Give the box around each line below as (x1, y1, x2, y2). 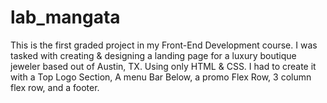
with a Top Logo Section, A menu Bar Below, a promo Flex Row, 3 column (10, 71, 312, 83)
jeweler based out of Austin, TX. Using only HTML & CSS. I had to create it (10, 60, 317, 72)
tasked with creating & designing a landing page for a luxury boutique (10, 49, 297, 61)
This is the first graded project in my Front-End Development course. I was (10, 39, 318, 51)
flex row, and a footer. (10, 81, 100, 93)
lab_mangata (10, 6, 121, 29)
